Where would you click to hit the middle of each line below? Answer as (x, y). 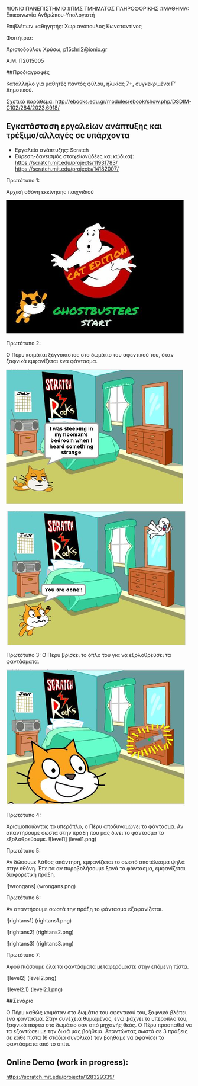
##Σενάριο (20, 1001)
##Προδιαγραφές (28, 72)
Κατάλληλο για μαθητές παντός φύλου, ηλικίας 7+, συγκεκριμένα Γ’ (91, 84)
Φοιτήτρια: (20, 38)
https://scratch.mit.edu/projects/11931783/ (66, 162)
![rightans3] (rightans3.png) (40, 943)
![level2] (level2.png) (31, 978)
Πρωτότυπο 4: (24, 815)
